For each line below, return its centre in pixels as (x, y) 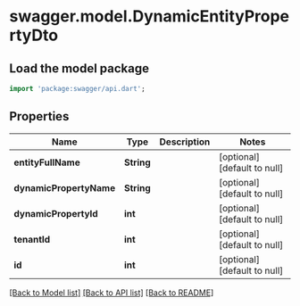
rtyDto (34, 35)
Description (185, 142)
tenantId (32, 239)
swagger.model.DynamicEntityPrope (150, 17)
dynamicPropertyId (56, 213)
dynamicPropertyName (65, 187)
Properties (39, 116)
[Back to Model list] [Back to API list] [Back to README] (112, 293)
